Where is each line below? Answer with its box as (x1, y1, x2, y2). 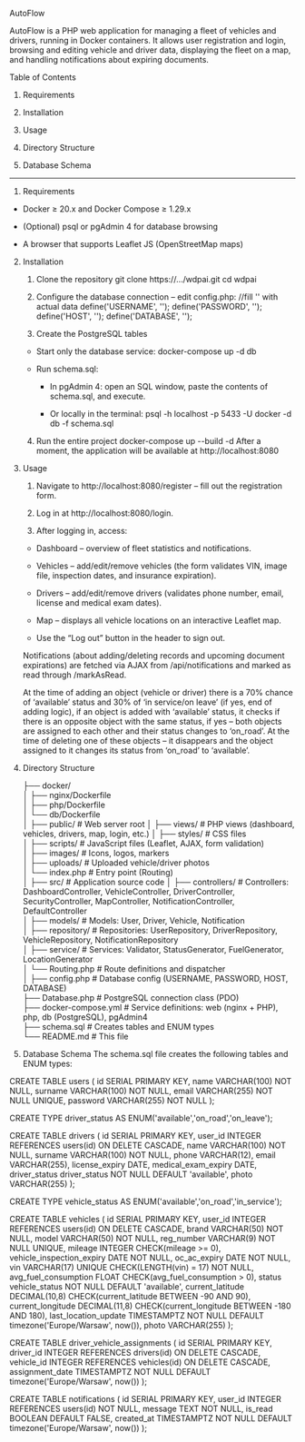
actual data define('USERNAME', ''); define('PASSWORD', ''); (35, 301, 263, 311)
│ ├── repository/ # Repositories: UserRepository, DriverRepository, (22, 925, 279, 935)
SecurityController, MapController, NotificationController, (22, 896, 235, 906)
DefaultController (22, 905, 88, 916)
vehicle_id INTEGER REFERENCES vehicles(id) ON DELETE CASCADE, (9, 1357, 271, 1368)
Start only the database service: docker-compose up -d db (35, 346, 257, 357)
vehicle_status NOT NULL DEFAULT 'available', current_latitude (9, 1281, 245, 1292)
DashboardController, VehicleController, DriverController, (22, 886, 235, 897)
